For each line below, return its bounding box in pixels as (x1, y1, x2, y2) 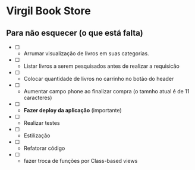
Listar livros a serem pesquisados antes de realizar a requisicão (23, 62, 180, 70)
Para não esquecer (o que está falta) (6, 28, 144, 38)
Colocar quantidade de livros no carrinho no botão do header (23, 75, 174, 82)
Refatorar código (23, 144, 65, 152)
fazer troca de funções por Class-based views (23, 158, 138, 164)
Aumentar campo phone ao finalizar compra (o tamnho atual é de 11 (23, 88, 190, 95)
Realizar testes (23, 119, 61, 126)
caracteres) (23, 94, 52, 101)
